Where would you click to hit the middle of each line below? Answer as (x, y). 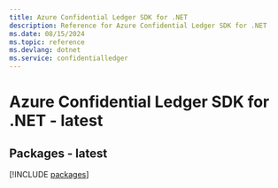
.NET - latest (56, 121)
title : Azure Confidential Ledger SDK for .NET (99, 17)
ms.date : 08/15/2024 (47, 34)
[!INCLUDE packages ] (49, 174)
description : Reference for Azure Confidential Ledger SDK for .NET (138, 26)
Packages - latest (58, 153)
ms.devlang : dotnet (45, 50)
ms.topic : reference (47, 42)
